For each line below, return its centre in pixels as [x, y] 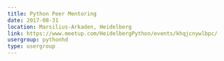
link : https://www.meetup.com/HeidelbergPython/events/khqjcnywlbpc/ [113, 33]
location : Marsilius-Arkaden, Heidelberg [70, 27]
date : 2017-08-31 [33, 20]
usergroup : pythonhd [38, 40]
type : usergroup [31, 46]
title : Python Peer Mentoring [52, 14]
